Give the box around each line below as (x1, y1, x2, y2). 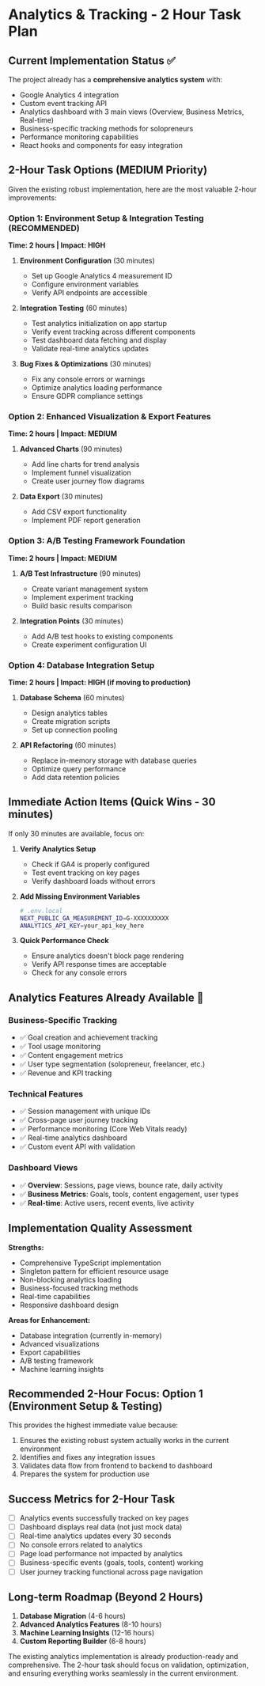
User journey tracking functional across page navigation (19, 1567, 203, 1576)
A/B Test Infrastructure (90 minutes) (19, 568, 142, 578)
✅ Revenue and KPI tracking (19, 1068, 112, 1078)
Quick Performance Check (19, 936, 109, 945)
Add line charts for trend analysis (31, 460, 140, 469)
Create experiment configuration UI (31, 639, 147, 650)
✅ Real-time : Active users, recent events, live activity (19, 1198, 195, 1207)
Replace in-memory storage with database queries (31, 756, 198, 765)
